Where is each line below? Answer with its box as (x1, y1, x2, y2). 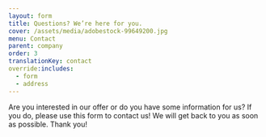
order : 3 (8, 49, 38, 58)
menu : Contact (8, 34, 57, 43)
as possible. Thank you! (8, 119, 87, 129)
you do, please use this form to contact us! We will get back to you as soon (8, 110, 259, 120)
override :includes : (8, 65, 74, 73)
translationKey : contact (8, 58, 92, 66)
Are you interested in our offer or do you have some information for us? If (8, 102, 252, 112)
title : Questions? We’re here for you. (8, 19, 143, 28)
